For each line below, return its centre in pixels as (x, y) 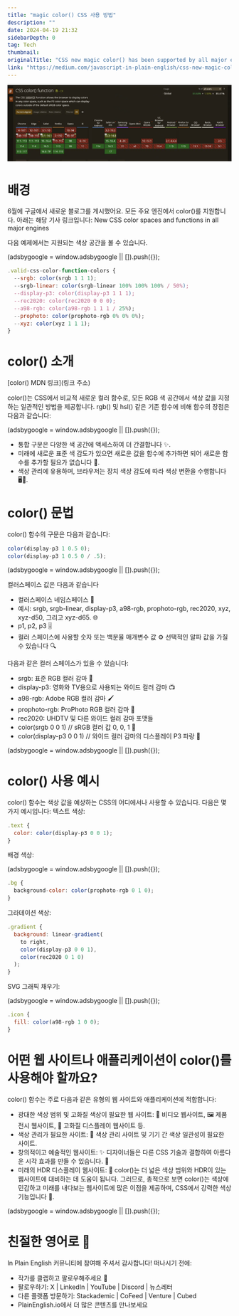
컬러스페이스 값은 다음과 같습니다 (53, 584)
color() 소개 (41, 362)
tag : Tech (22, 45)
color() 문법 (41, 513)
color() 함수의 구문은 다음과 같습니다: (59, 534)
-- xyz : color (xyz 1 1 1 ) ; (52, 324)
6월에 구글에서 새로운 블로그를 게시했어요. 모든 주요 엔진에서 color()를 (104, 211)
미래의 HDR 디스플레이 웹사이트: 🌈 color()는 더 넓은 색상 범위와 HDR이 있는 (122, 1169)
